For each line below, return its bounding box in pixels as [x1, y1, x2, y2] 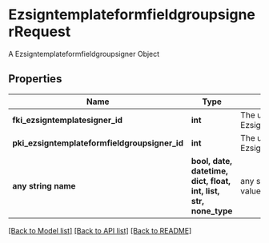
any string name [12, 180, 76, 191]
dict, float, [191, 175, 231, 186]
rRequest [8, 22, 71, 41]
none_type [191, 205, 233, 217]
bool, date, [191, 155, 233, 166]
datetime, [191, 165, 228, 177]
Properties [8, 72, 62, 86]
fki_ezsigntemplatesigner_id [12, 114, 122, 125]
